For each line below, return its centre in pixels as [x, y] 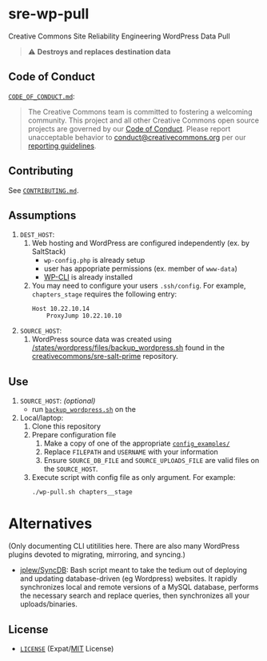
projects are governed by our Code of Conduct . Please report [129, 128]
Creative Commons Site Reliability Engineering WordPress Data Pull [119, 36]
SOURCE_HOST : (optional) [58, 401]
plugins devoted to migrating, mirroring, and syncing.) [97, 554]
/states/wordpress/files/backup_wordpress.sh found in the [128, 348]
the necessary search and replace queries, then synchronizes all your [135, 596]
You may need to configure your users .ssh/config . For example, [139, 286]
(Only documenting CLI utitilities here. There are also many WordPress [124, 546]
